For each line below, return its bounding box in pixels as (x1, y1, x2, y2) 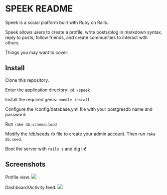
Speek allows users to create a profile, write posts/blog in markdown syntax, (5, 29, 163, 35)
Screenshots (5, 160, 46, 169)
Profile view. (5, 174, 31, 180)
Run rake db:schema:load (5, 121, 57, 127)
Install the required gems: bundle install (5, 96, 90, 102)
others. (5, 39, 20, 45)
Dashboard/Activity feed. (5, 184, 57, 190)
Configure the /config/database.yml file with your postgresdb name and (5, 106, 153, 112)
